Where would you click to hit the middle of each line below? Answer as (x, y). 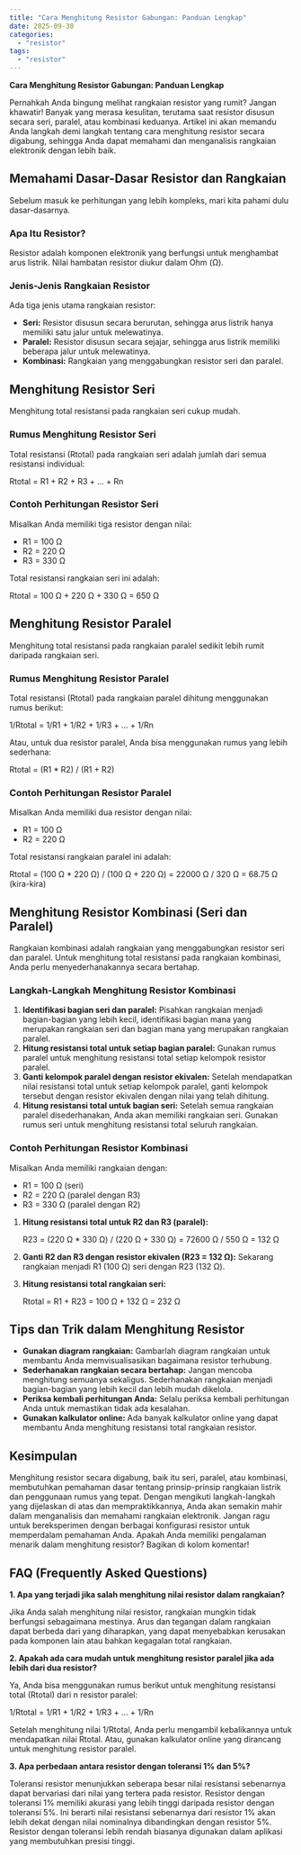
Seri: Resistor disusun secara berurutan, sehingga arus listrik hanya (148, 323)
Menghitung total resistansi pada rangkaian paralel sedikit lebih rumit (137, 646)
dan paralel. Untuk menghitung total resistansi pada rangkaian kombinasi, (145, 958)
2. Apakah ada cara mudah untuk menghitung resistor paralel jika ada (142, 1659)
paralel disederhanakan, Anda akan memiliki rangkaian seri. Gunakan (150, 1115)
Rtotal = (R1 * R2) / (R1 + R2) (62, 769)
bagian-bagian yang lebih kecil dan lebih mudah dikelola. (128, 1389)
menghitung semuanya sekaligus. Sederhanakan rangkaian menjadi (147, 1380)
